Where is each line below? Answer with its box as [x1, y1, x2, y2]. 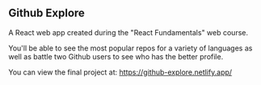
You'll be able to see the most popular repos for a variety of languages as [8, 43, 253, 53]
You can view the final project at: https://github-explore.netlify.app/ [8, 67, 233, 77]
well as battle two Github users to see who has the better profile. [8, 51, 224, 61]
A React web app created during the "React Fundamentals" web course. [8, 27, 249, 37]
